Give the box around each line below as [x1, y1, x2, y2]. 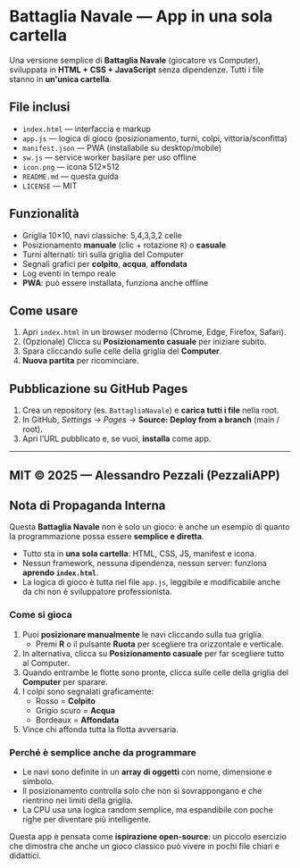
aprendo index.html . [21, 567, 99, 578]
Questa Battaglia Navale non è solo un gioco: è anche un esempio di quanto [9, 522, 290, 532]
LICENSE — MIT [21, 180, 78, 191]
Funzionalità [9, 206, 79, 221]
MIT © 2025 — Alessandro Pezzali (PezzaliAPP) [9, 467, 281, 483]
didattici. [9, 850, 42, 861]
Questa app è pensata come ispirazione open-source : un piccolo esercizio [9, 830, 287, 841]
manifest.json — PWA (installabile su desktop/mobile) [21, 142, 222, 153]
